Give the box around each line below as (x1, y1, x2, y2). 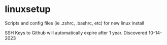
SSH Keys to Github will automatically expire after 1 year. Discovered (5, 29, 148, 35)
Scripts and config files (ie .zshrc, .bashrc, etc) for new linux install (5, 20, 144, 26)
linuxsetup (5, 3, 51, 15)
